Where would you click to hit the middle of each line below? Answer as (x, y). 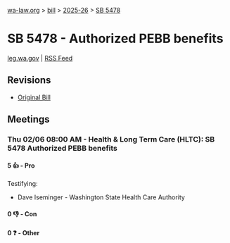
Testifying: (23, 184)
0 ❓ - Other (24, 233)
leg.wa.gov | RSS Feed (40, 58)
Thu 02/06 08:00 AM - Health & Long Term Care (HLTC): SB (111, 139)
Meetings (29, 119)
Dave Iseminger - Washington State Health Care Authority (101, 197)
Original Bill (34, 97)
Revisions (29, 80)
